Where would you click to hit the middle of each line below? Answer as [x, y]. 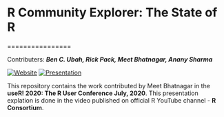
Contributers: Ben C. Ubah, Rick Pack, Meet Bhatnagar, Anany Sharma [110, 59]
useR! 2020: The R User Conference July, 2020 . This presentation [103, 93]
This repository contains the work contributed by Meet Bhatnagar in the [109, 86]
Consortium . [26, 107]
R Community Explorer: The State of [112, 13]
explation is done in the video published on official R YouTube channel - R [112, 100]
